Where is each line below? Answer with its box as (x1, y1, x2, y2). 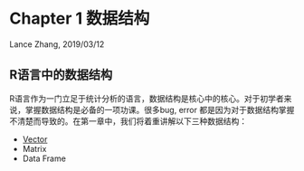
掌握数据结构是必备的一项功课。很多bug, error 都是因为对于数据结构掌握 (24, 104, 295, 115)
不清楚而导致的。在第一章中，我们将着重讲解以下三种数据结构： (9, 115, 247, 127)
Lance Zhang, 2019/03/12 (9, 38, 105, 50)
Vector (22, 133, 48, 145)
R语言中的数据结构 (9, 67, 113, 82)
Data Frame (22, 153, 66, 164)
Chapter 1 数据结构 (9, 8, 150, 29)
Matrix (22, 143, 47, 154)
